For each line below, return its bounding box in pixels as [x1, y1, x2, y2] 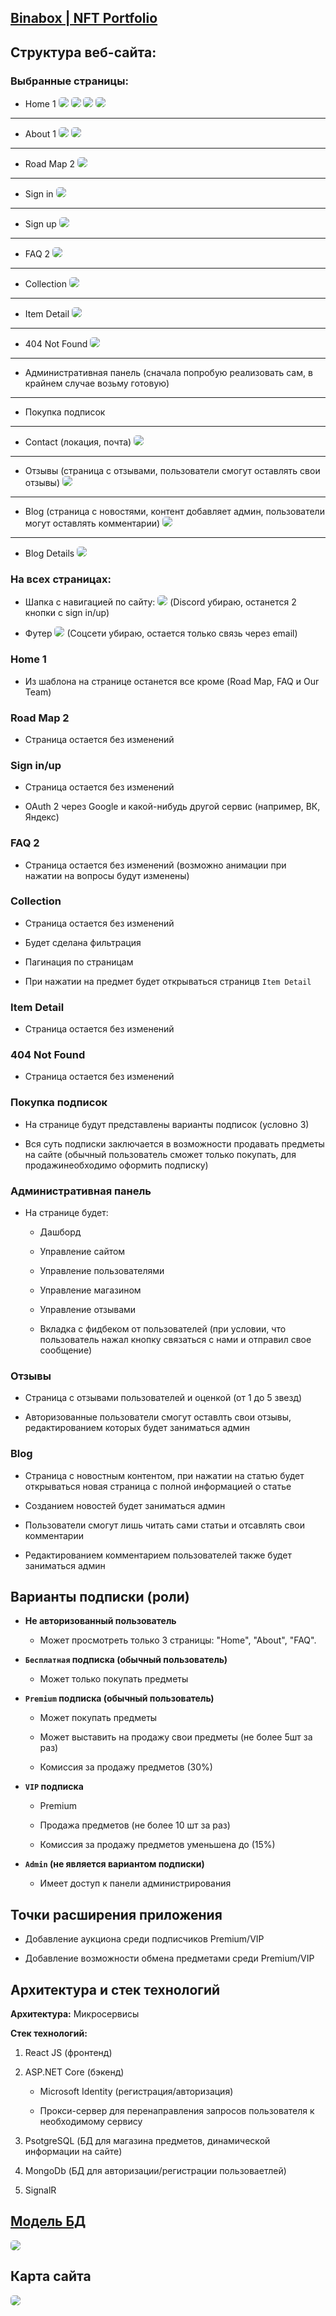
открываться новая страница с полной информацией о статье [24, 1480, 292, 1492]
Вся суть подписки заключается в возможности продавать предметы [24, 1137, 325, 1150]
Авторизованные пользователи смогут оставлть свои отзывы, [24, 1411, 292, 1423]
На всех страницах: [10, 572, 112, 586]
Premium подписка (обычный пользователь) [24, 1692, 215, 1705]
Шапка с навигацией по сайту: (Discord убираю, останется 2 [24, 596, 297, 608]
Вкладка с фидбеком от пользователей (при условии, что [39, 1323, 287, 1335]
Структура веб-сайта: [10, 44, 157, 61]
